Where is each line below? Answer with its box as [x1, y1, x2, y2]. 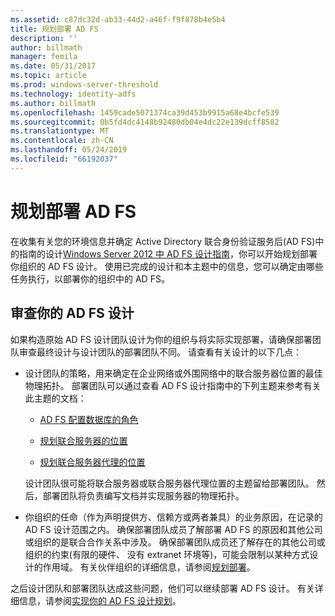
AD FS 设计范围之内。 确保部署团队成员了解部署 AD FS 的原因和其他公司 [24, 523, 323, 535]
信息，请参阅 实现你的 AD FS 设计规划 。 [18, 594, 182, 606]
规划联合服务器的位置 [39, 434, 128, 446]
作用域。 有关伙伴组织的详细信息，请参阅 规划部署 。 [42, 561, 256, 573]
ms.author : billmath [10, 98, 97, 108]
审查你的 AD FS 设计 [10, 305, 135, 322]
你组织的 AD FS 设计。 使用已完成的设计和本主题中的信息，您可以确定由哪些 [10, 260, 324, 272]
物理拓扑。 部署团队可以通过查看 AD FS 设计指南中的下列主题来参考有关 [24, 379, 322, 391]
